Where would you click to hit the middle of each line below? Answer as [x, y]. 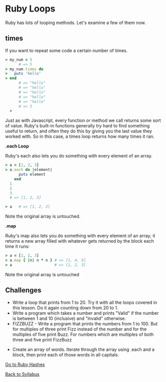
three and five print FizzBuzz [42, 339]
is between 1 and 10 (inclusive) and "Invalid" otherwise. [69, 318]
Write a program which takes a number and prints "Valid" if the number [85, 313]
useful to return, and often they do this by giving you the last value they [79, 131]
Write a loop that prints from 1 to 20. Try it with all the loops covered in [85, 302]
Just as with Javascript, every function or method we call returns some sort [83, 120]
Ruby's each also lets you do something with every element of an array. [79, 156]
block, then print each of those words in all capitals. [65, 354]
